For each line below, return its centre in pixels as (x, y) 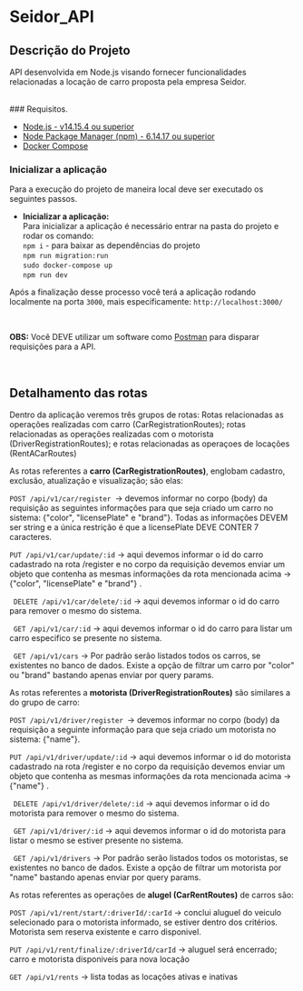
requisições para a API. (53, 346)
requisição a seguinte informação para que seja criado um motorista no (143, 730)
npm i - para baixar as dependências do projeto (112, 245)
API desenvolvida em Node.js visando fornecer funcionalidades (128, 72)
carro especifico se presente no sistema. (86, 638)
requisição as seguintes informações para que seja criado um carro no (142, 508)
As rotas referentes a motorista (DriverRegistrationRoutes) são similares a (150, 693)
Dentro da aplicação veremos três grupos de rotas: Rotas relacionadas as (147, 415)
